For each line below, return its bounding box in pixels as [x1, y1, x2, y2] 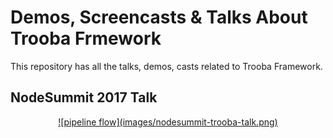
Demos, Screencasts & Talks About [10, 6, 308, 29]
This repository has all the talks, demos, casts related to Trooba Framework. [10, 60, 323, 72]
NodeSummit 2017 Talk [10, 89, 158, 106]
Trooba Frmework [10, 27, 162, 50]
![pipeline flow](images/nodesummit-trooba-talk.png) [58, 116, 278, 128]
